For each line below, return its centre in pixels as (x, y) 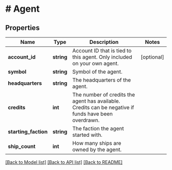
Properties (23, 28)
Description (104, 42)
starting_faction (28, 132)
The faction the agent (98, 128)
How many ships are (97, 143)
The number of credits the (104, 95)
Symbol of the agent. (98, 72)
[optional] (152, 57)
